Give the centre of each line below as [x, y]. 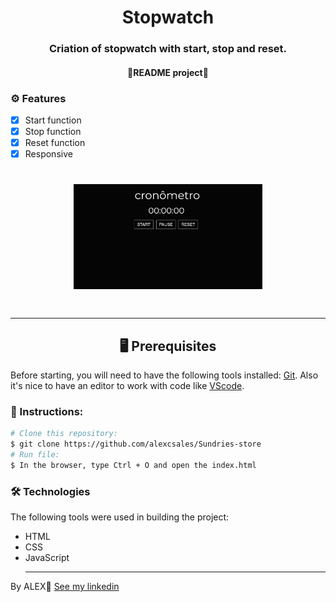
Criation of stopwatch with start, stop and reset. [168, 49]
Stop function [53, 132]
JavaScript [47, 558]
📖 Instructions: [47, 411]
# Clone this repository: [64, 434]
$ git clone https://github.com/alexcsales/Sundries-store [136, 444]
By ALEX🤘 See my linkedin [65, 587]
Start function [53, 120]
